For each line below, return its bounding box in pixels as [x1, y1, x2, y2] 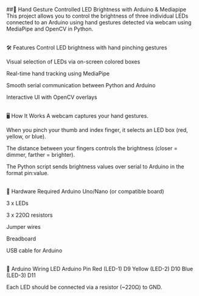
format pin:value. [6, 170, 49, 176]
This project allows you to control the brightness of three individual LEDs [6, 12, 189, 20]
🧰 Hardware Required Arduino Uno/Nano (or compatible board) [6, 188, 164, 195]
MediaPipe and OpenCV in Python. [6, 25, 93, 32]
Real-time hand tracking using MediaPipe [6, 70, 110, 77]
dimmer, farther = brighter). [6, 151, 75, 158]
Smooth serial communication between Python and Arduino [6, 82, 156, 88]
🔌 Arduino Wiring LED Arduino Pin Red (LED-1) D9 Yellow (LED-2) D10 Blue [6, 265, 194, 272]
